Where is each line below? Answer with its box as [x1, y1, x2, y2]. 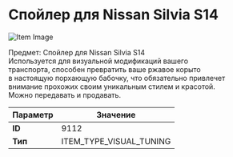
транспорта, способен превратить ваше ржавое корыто [8, 64, 202, 74]
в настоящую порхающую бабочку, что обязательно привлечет [8, 73, 226, 83]
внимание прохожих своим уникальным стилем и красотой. [8, 82, 216, 91]
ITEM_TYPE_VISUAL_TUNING [61, 135, 171, 147]
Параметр [12, 109, 54, 120]
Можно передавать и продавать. [8, 90, 122, 99]
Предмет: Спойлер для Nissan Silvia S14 [8, 47, 146, 57]
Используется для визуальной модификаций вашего [8, 56, 189, 66]
